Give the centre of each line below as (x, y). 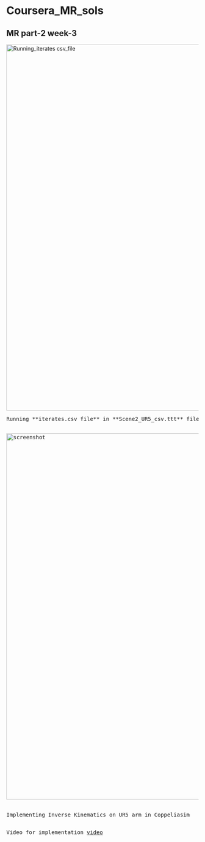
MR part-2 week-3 (42, 33)
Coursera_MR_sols (55, 11)
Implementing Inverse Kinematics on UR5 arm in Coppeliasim (98, 815)
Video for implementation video (55, 833)
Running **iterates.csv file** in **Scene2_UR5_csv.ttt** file (103, 419)
